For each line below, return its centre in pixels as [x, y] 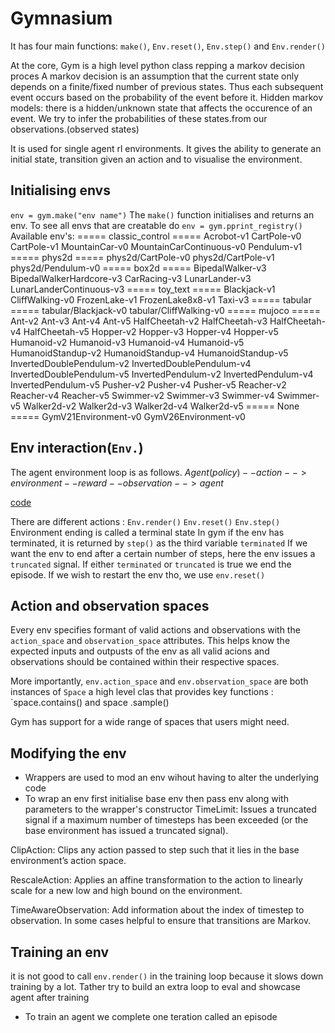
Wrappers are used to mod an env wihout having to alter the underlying [172, 778]
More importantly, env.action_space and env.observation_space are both [159, 681]
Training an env [60, 952]
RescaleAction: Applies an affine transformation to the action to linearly [156, 880]
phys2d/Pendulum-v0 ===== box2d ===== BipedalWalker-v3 [138, 268]
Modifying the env [68, 753]
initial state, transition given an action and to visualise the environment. [156, 159]
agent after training [50, 997]
